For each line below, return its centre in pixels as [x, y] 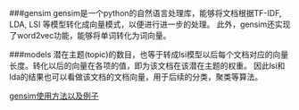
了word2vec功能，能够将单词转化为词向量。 [90, 35]
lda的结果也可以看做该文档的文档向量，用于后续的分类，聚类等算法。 [136, 77]
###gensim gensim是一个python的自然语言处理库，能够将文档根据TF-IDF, [145, 13]
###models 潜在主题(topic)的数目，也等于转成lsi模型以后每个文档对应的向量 [149, 55]
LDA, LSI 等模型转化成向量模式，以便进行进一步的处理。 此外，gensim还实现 [150, 24]
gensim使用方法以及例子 [54, 96]
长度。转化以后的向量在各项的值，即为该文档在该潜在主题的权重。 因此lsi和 [147, 66]
